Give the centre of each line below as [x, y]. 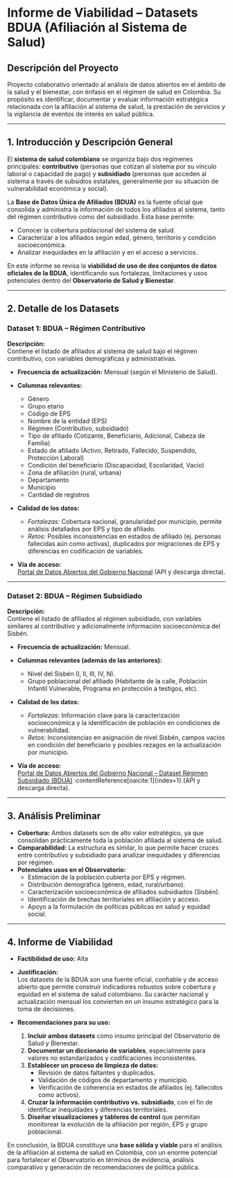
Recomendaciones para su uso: [64, 1023]
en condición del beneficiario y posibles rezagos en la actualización [124, 744]
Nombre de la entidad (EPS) [67, 420]
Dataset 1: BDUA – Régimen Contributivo [76, 329]
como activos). [59, 1095]
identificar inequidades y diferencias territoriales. [98, 1110]
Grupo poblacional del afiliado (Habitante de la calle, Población [118, 681]
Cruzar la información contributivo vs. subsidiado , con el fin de [120, 1102]
